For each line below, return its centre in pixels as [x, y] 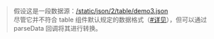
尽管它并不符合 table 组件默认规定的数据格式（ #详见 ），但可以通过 [110, 19]
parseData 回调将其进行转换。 [58, 28]
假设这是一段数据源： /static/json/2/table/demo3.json [91, 11]
